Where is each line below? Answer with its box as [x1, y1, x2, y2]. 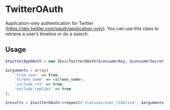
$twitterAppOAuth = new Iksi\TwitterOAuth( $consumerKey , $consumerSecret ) [5, 59, 166, 64]
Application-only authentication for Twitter [5, 20, 94, 26]
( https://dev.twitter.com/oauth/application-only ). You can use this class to [5, 25, 159, 31]
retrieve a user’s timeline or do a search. [5, 31, 89, 37]
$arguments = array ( [5, 68, 49, 73]
